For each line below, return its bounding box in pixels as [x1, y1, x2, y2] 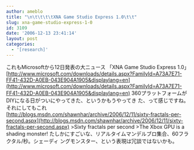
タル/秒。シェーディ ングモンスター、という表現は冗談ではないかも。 [11, 137, 178, 144]
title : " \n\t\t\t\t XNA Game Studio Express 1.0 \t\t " [6, 14, 137, 20]
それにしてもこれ [6, 104, 47, 111]
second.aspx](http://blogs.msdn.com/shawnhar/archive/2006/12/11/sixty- [6, 117, 183, 124]
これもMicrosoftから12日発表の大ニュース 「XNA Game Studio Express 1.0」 [6, 63, 190, 70]
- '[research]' [11, 47, 49, 53]
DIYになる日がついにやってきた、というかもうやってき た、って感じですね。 [6, 97, 189, 104]
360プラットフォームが [131, 89, 187, 97]
